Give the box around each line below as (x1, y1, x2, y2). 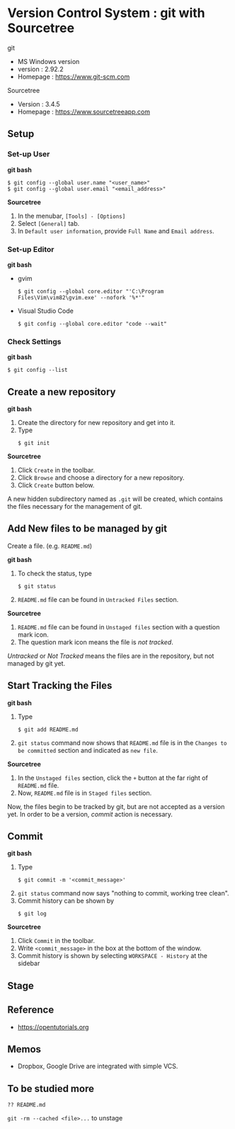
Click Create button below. (17, 481, 95, 490)
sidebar (17, 959, 40, 968)
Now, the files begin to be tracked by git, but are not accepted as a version (7, 802, 225, 810)
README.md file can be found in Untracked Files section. (17, 595, 179, 604)
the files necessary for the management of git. (7, 502, 143, 511)
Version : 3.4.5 (17, 99, 60, 108)
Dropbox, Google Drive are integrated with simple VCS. (17, 1062, 178, 1071)
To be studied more (7, 1082, 94, 1094)
